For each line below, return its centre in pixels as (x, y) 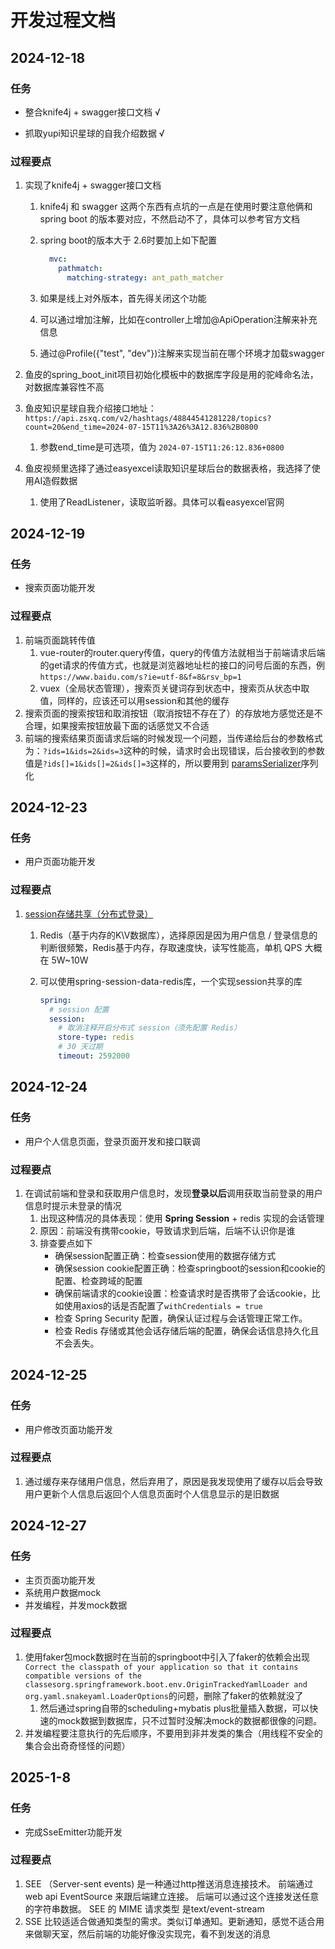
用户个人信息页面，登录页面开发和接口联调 (112, 1141)
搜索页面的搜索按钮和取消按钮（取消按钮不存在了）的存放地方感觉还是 (169, 713)
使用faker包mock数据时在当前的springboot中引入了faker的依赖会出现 (167, 1657)
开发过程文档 (63, 20)
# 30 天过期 (80, 1047)
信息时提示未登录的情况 (73, 1205)
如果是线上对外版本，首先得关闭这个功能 (123, 298)
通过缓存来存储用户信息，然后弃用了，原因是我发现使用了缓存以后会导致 (173, 1481)
